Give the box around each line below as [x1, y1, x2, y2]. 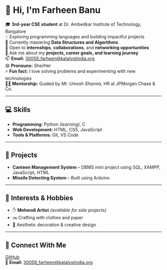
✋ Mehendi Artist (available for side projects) [12, 207, 107, 213]
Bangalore [5, 28, 26, 34]
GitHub [5, 254, 20, 260]
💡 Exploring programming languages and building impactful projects [5, 33, 145, 39]
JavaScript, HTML [12, 169, 50, 176]
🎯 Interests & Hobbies [5, 193, 74, 202]
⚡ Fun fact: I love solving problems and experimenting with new [5, 68, 136, 74]
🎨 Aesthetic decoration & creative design [12, 222, 96, 228]
